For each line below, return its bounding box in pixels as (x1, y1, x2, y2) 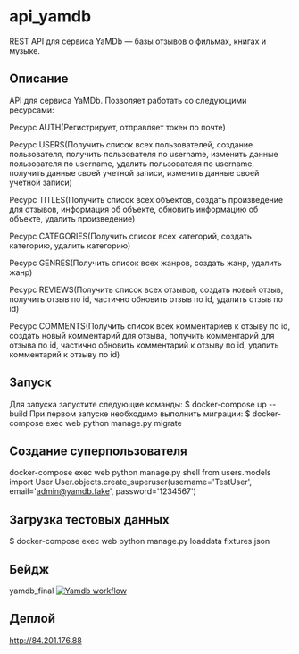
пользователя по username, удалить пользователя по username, (9, 158, 254, 169)
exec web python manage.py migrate (46, 417, 183, 428)
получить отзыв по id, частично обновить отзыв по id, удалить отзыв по (9, 293, 284, 305)
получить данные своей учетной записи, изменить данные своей (9, 167, 260, 178)
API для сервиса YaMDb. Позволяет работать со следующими (9, 95, 247, 105)
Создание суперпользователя (9, 443, 187, 458)
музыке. (9, 45, 40, 55)
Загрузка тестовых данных (9, 512, 170, 527)
